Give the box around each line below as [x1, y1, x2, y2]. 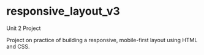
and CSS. [6, 43, 30, 50]
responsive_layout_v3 [6, 4, 121, 18]
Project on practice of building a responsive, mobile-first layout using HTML [6, 36, 198, 43]
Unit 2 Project [6, 24, 41, 32]
